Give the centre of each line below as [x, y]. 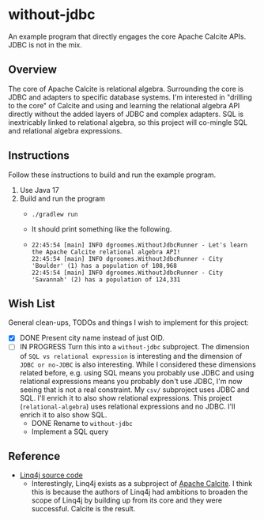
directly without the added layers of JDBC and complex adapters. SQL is [126, 114]
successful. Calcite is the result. [83, 509]
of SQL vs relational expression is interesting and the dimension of [131, 356]
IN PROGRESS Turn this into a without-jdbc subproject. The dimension [134, 347]
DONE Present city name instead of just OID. [92, 338]
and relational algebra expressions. [65, 130]
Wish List [32, 303]
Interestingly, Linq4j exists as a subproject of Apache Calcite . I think [142, 484]
